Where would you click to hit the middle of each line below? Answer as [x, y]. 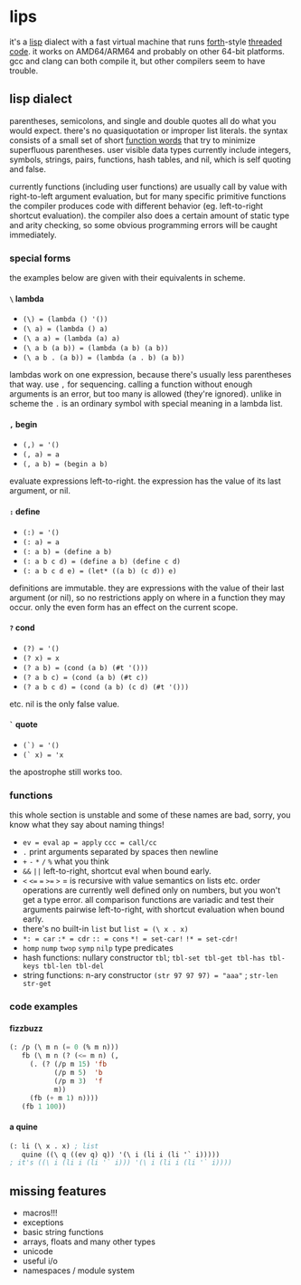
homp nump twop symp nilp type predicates [98, 948]
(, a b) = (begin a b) [65, 465]
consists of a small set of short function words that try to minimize [132, 140]
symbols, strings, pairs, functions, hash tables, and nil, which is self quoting [150, 159]
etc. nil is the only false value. [65, 704]
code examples [44, 1007]
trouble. [24, 71]
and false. [28, 168]
